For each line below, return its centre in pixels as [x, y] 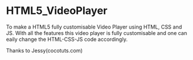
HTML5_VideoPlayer [57, 11]
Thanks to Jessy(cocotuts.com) [45, 50]
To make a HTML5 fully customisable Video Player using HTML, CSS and [94, 27]
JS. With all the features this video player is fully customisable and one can [97, 33]
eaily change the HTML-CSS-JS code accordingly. [67, 39]
